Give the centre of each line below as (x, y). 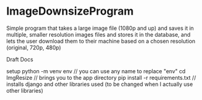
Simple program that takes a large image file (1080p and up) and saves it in (100, 28)
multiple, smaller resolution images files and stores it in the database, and (98, 34)
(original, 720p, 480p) (34, 48)
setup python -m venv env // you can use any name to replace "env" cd (96, 71)
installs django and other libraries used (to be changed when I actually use (100, 84)
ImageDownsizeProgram (70, 11)
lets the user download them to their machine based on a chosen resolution (101, 41)
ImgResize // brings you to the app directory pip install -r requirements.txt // (101, 77)
